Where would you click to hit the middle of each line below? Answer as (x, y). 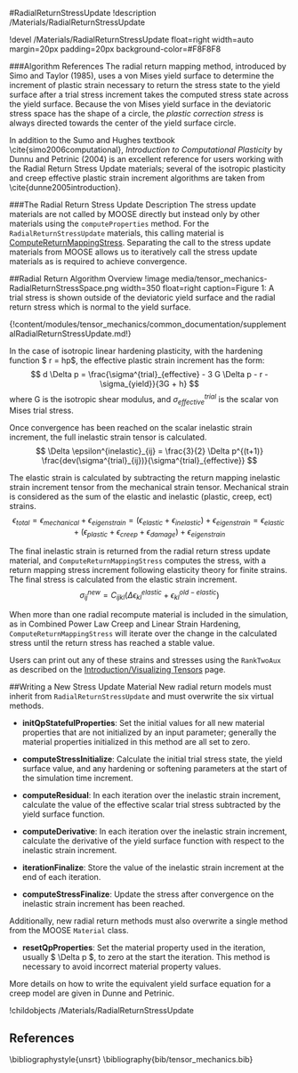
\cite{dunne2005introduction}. (65, 187)
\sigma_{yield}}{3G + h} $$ (149, 383)
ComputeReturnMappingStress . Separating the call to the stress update (140, 242)
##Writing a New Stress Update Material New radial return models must (141, 686)
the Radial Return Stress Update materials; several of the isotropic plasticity (148, 169)
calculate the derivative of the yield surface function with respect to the (153, 841)
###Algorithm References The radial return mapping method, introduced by (148, 66)
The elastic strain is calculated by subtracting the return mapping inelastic (145, 478)
